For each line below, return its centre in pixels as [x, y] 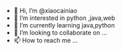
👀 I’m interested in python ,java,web [64, 18]
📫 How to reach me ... [45, 40]
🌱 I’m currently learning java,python [64, 25]
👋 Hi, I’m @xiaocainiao [45, 11]
